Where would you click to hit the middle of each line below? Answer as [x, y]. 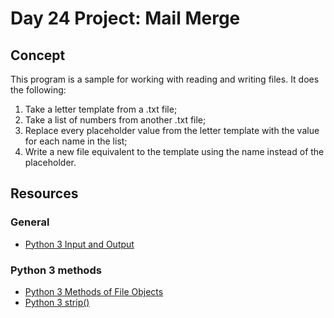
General [30, 222]
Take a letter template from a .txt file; [101, 109]
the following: [38, 90]
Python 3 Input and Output [79, 244]
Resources [44, 193]
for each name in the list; [76, 141]
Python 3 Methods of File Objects [94, 291]
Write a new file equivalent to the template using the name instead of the [174, 151]
